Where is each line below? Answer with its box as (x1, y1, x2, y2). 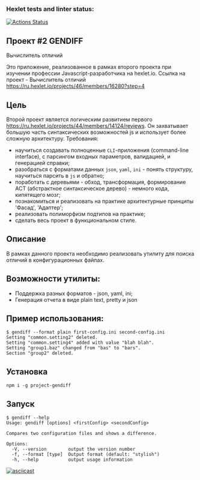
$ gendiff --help (6, 415, 50, 421)
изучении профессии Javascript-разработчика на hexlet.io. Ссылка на (6, 70, 186, 77)
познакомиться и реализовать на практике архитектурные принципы (14, 197, 194, 205)
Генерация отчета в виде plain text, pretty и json (14, 296, 138, 303)
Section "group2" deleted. (6, 350, 74, 356)
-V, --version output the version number (11, 446, 136, 452)
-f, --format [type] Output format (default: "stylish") (11, 451, 160, 457)
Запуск (6, 398, 35, 409)
